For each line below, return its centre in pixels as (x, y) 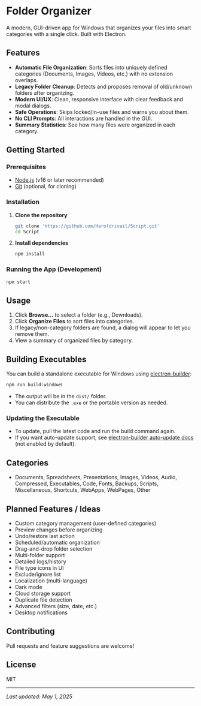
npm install (30, 254)
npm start (19, 282)
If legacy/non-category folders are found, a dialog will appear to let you (103, 328)
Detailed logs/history (41, 561)
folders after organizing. (45, 93)
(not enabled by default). (45, 444)
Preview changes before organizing (59, 530)
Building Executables (46, 359)
